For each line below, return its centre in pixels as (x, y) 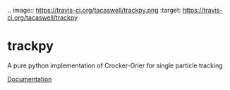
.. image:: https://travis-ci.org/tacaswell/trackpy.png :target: (94, 10)
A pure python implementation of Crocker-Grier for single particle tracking (115, 65)
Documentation (30, 79)
